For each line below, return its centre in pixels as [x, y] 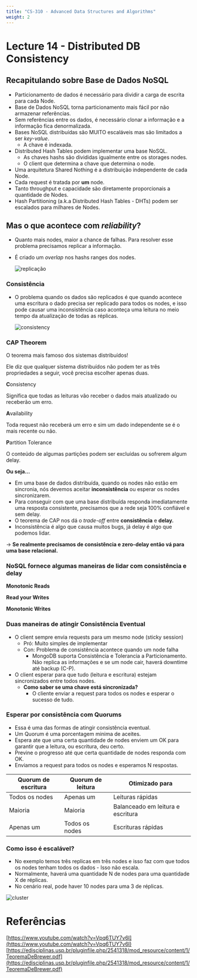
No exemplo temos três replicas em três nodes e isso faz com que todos [102, 861]
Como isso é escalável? [40, 848]
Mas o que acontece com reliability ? [74, 225]
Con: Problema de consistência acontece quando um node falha [101, 649]
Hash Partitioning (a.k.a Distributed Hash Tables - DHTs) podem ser [96, 201]
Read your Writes [28, 598]
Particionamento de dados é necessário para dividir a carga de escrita [99, 94]
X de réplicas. [31, 880]
